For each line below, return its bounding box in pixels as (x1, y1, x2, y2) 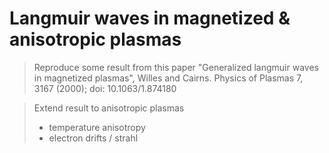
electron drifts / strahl (48, 132, 139, 144)
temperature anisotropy (48, 121, 146, 133)
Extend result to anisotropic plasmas (33, 102, 185, 114)
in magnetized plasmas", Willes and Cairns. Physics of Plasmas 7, (33, 72, 304, 84)
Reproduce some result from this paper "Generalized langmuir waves (33, 61, 319, 73)
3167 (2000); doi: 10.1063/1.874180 (33, 82, 177, 94)
